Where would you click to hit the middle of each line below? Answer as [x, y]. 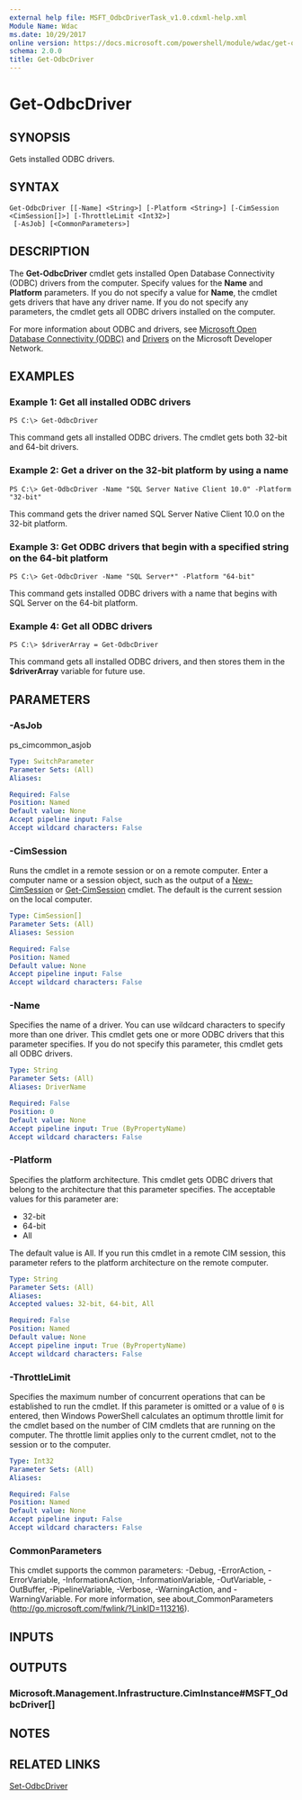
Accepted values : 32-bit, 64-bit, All [82, 1304]
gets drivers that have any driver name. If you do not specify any [129, 302]
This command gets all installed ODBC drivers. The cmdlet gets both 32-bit [148, 437]
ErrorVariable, [35, 1580]
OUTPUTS [38, 1668]
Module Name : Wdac [44, 26]
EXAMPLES [42, 376]
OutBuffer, [28, 1590]
